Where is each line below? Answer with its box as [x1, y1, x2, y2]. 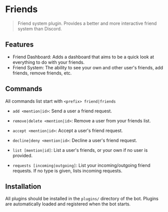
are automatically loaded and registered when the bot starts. [5, 201, 131, 207]
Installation [5, 182, 41, 191]
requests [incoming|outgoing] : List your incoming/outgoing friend [12, 162, 150, 168]
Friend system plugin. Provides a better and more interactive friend [17, 20, 157, 26]
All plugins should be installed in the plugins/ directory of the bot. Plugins [5, 196, 159, 202]
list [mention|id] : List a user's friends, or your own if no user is [12, 147, 148, 153]
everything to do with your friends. [12, 59, 85, 65]
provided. [12, 152, 33, 158]
